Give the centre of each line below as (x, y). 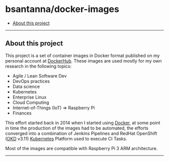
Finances (22, 113)
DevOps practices (31, 81)
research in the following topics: (38, 66)
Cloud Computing (31, 102)
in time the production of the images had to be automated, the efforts (77, 128)
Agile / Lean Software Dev (39, 75)
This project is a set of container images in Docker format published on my (82, 55)
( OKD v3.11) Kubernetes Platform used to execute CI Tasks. (66, 138)
